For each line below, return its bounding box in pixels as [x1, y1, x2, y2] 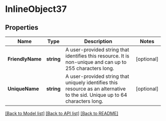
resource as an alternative [65, 85, 126, 92]
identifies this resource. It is [65, 53, 129, 59]
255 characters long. [65, 65, 115, 71]
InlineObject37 [5, 3, 67, 15]
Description [83, 38, 113, 45]
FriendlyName [7, 56, 42, 62]
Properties [5, 23, 39, 32]
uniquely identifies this [65, 79, 118, 86]
